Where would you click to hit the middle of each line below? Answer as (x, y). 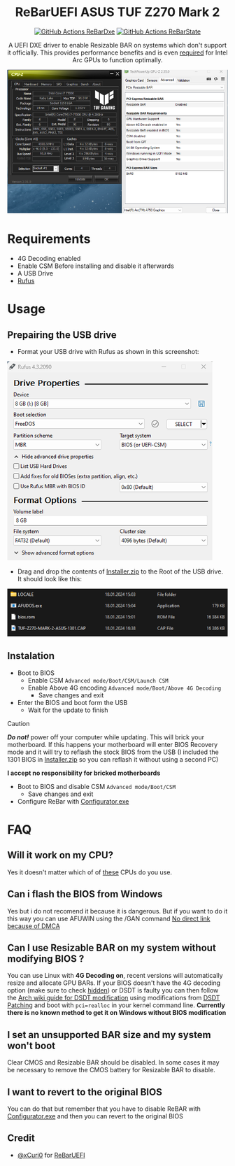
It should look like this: (50, 579)
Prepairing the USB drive (62, 335)
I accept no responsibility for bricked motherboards (84, 773)
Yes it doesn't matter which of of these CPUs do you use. (90, 872)
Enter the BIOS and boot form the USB (72, 702)
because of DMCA (34, 926)
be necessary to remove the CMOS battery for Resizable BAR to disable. (111, 1070)
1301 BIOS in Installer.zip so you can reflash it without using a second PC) (113, 759)
